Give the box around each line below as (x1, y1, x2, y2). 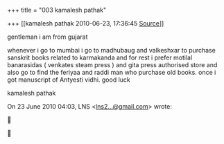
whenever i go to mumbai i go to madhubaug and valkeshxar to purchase (7, 46, 216, 54)
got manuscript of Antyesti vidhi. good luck (7, 75, 130, 84)
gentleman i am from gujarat (7, 33, 88, 41)
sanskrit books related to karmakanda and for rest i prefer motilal (7, 53, 193, 62)
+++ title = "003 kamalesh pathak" (7, 6, 107, 14)
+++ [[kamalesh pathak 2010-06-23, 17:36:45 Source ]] (7, 19, 164, 27)
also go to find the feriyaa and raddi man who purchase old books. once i (7, 69, 216, 76)
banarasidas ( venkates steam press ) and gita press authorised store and (7, 61, 218, 69)
